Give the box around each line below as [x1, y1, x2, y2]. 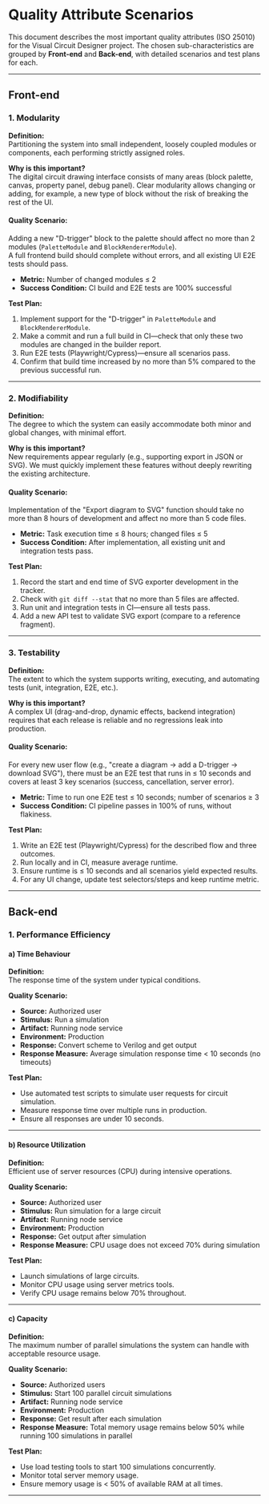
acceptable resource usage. [8, 1349, 101, 1358]
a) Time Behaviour [8, 949, 70, 958]
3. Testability [8, 647, 60, 659]
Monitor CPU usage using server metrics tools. [19, 1280, 175, 1289]
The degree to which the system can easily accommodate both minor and [8, 419, 252, 429]
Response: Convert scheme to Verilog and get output [19, 1040, 198, 1050]
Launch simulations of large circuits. [19, 1271, 140, 1280]
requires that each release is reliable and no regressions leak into [8, 715, 223, 724]
